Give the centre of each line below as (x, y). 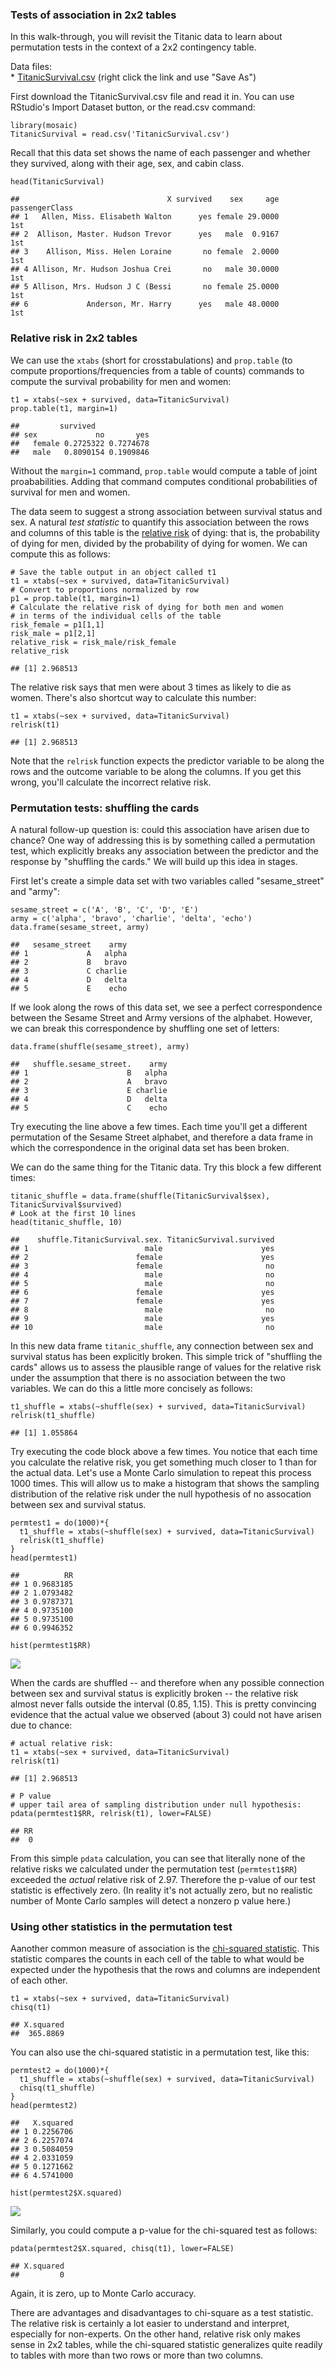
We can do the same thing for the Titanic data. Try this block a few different (166, 1167)
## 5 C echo (89, 1108)
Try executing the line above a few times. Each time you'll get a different (159, 1126)
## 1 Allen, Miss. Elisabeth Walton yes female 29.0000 (145, 217)
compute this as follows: (60, 554)
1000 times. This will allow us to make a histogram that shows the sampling (165, 1483)
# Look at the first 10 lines (73, 1213)
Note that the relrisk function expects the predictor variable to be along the (167, 760)
